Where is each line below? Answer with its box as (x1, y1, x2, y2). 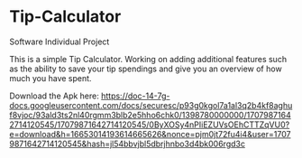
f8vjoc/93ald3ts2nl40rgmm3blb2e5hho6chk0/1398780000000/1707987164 (9, 109, 291, 120)
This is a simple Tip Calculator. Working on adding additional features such (9, 53, 287, 64)
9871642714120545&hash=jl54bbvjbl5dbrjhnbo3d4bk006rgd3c (9, 138, 246, 149)
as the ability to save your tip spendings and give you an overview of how (9, 63, 282, 74)
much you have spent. (9, 72, 92, 83)
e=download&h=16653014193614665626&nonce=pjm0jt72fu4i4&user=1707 (9, 128, 291, 139)
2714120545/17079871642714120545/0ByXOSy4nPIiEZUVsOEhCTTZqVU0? (9, 119, 290, 130)
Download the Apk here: (9, 90, 99, 101)
